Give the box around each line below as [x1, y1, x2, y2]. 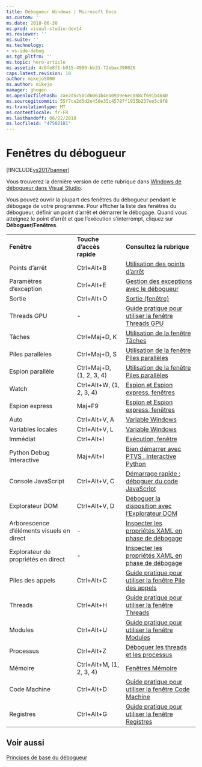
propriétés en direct [9, 555, 65, 564]
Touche [76, 235, 99, 243]
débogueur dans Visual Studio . [6, 185, 83, 192]
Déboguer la [125, 494, 161, 503]
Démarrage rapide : [125, 469, 180, 478]
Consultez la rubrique [125, 243, 189, 251]
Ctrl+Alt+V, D [76, 502, 115, 510]
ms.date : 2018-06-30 [6, 20, 58, 26]
